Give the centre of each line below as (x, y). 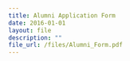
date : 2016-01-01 (37, 23)
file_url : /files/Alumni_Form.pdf (66, 45)
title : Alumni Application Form (62, 15)
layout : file (30, 30)
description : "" (35, 38)
